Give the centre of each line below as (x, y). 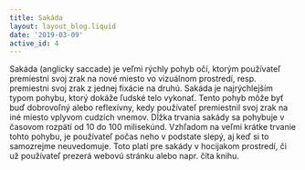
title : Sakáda (37, 18)
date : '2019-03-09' (47, 35)
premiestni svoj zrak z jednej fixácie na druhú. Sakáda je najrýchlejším (142, 88)
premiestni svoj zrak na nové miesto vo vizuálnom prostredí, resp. (133, 79)
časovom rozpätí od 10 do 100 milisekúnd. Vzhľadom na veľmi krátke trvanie (153, 127)
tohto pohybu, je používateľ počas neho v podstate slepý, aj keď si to (139, 136)
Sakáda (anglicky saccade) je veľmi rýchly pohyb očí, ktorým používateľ (145, 69)
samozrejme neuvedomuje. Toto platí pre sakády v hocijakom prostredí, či (148, 146)
